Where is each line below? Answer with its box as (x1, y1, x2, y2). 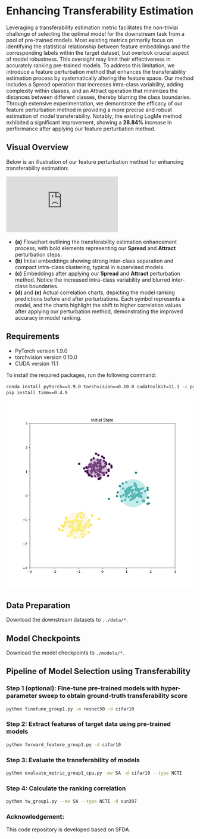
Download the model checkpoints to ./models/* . (6, 649, 124, 656)
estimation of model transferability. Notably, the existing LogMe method (6, 112, 182, 120)
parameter (6, 692, 37, 700)
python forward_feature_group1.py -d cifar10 (6, 741, 121, 748)
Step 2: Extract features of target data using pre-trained (6, 720, 171, 728)
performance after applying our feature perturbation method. (6, 125, 156, 132)
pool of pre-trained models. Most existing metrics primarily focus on (6, 36, 174, 43)
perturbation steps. (14, 251, 62, 258)
